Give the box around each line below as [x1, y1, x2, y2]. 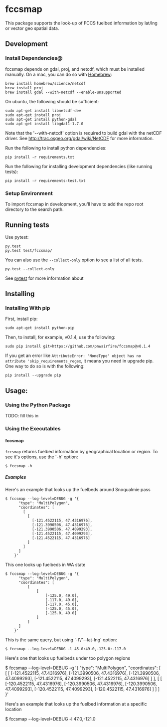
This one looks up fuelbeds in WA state [5, 562, 86, 568]
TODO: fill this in [5, 413, 39, 419]
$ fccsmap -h [5, 464, 32, 469]
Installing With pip [5, 305, 50, 312]
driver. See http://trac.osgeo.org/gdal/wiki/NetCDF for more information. [5, 135, 154, 141]
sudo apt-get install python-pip [5, 326, 75, 331]
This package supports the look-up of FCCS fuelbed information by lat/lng [5, 20, 158, 26]
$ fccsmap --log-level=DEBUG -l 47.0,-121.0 [5, 716, 96, 722]
